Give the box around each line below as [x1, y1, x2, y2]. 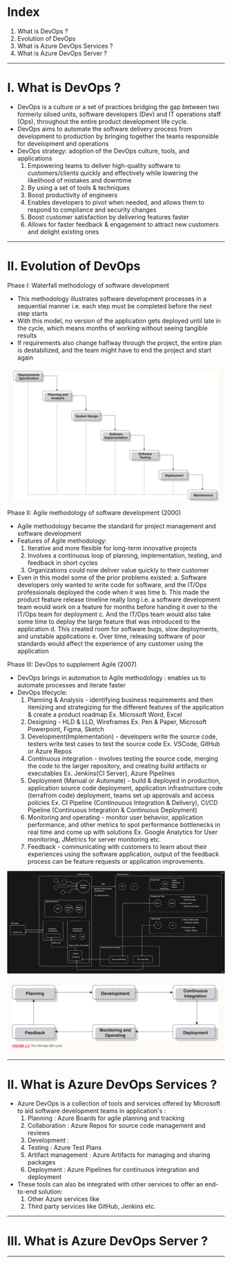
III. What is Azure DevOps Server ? [7, 1233, 209, 1249]
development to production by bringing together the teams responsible [17, 132, 220, 140]
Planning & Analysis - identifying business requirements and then [27, 696, 213, 704]
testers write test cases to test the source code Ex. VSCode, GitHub [27, 739, 221, 747]
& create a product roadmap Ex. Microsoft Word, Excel [27, 710, 182, 718]
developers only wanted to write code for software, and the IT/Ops [17, 580, 207, 588]
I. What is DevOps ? [7, 80, 121, 95]
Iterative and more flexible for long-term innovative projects [27, 543, 197, 552]
